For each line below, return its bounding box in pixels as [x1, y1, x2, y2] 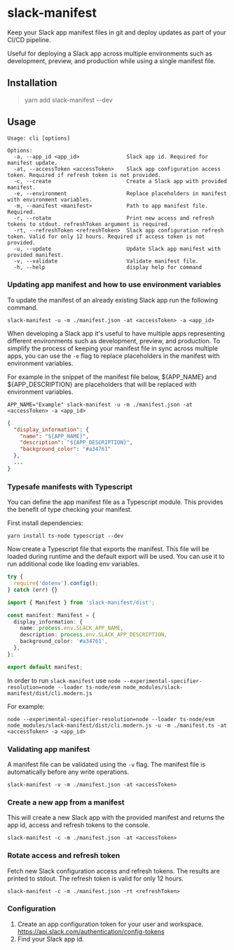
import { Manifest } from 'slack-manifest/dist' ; [7, 599, 156, 606]
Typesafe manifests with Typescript [7, 482, 133, 492]
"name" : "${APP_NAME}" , [20, 433, 90, 440]
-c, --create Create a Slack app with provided [13, 178, 228, 185]
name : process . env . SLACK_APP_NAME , [20, 625, 124, 632]
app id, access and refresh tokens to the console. [7, 821, 151, 829]
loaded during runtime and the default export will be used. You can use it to [7, 553, 226, 561]
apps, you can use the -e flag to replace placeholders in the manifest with [7, 351, 220, 359]
